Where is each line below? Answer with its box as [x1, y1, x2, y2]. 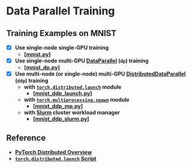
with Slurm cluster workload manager [23, 109, 120, 116]
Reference [6, 133, 46, 143]
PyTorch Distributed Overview [14, 149, 92, 155]
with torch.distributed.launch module [23, 83, 122, 91]
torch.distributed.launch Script [14, 155, 97, 162]
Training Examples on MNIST [6, 28, 117, 38]
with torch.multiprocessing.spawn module [23, 96, 130, 103]
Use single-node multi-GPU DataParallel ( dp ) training [14, 57, 149, 64]
